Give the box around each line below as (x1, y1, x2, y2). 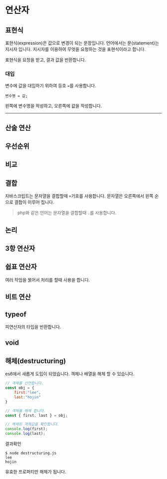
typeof (5, 310, 26, 318)
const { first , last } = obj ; (5, 413, 68, 418)
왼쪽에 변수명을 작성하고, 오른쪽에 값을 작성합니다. (5, 103, 102, 109)
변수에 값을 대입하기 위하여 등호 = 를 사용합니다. (5, 83, 96, 89)
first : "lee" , (14, 390, 41, 395)
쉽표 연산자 (5, 263, 37, 271)
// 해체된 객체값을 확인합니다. (5, 422, 60, 427)
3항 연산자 (5, 244, 35, 253)
